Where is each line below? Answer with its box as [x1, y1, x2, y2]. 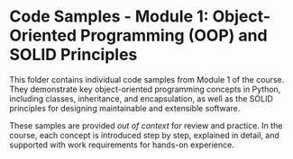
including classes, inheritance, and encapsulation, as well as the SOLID [9, 93, 273, 104]
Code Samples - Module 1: [9, 6, 209, 27]
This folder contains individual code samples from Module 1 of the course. [9, 74, 285, 84]
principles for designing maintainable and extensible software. [9, 102, 241, 113]
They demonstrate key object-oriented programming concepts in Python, [9, 84, 281, 94]
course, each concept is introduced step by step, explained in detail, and [9, 129, 279, 140]
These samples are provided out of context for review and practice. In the [9, 119, 283, 131]
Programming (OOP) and [79, 25, 268, 46]
